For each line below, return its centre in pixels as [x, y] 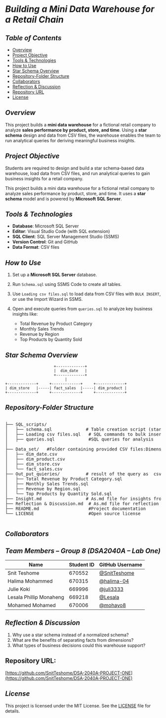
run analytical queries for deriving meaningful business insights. [70, 140]
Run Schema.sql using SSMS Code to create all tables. [67, 284]
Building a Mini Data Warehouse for [80, 9]
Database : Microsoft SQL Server [45, 226]
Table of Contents [33, 38]
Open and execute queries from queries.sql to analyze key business [82, 309]
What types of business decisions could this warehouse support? [79, 645]
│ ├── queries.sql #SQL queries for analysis [80, 439]
